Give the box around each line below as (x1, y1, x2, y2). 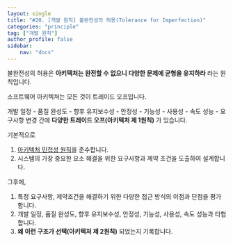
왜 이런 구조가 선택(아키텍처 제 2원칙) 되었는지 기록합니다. (17, 227, 173, 235)
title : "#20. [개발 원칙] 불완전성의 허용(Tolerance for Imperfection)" (7, 17, 207, 24)
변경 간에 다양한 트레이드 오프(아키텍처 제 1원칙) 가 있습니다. (25, 115, 188, 124)
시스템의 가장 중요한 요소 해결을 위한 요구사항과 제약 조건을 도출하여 (17, 154, 202, 162)
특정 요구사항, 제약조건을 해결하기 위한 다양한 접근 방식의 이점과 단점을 (17, 192, 209, 200)
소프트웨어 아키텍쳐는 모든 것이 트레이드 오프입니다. (7, 92, 147, 101)
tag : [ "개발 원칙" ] (7, 29, 58, 37)
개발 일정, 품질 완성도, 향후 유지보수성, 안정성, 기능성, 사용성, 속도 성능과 (17, 209, 214, 218)
